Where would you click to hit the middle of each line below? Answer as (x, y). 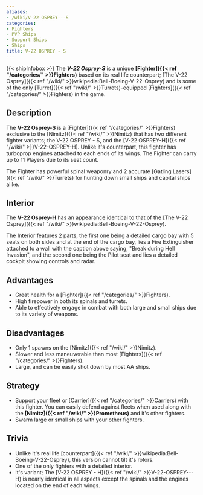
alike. (13, 184)
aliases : (17, 12)
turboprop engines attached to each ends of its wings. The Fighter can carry (101, 153)
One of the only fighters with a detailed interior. (74, 466)
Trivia (17, 439)
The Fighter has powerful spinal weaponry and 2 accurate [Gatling (89, 171)
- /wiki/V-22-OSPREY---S (37, 18)
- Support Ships (27, 40)
